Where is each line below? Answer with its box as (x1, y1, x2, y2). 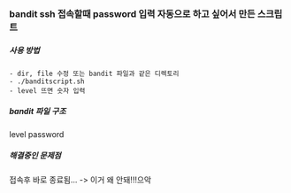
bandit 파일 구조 (9, 106, 66, 117)
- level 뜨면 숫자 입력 (9, 86, 86, 95)
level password (9, 128, 65, 139)
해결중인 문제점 (9, 151, 62, 161)
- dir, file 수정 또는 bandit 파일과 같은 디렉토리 (9, 69, 180, 78)
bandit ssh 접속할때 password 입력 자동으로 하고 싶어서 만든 (9, 7, 256, 19)
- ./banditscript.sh (9, 77, 86, 86)
